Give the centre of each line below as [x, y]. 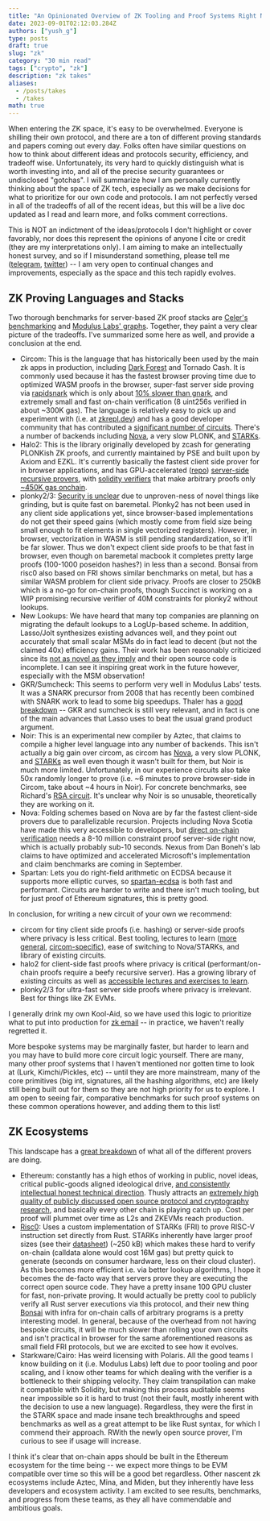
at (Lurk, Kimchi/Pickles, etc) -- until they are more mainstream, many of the [134, 1072]
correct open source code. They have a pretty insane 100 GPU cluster [135, 1286]
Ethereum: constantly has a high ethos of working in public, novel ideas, [139, 1175]
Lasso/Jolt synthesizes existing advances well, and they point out [128, 633]
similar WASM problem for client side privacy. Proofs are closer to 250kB [140, 581]
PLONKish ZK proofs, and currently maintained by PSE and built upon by [140, 453]
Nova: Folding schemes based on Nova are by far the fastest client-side [139, 812]
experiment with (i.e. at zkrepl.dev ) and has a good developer [122, 418]
